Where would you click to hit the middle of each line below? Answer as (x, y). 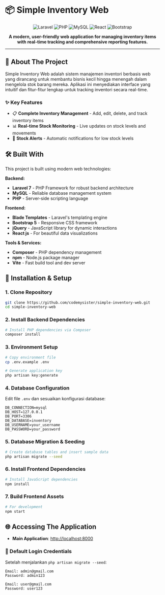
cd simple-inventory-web (30, 307)
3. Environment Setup (31, 347)
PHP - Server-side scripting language (50, 198)
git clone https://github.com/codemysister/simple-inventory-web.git (78, 302)
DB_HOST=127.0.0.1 (24, 412)
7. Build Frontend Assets (35, 496)
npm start (15, 511)
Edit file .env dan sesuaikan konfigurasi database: (55, 399)
